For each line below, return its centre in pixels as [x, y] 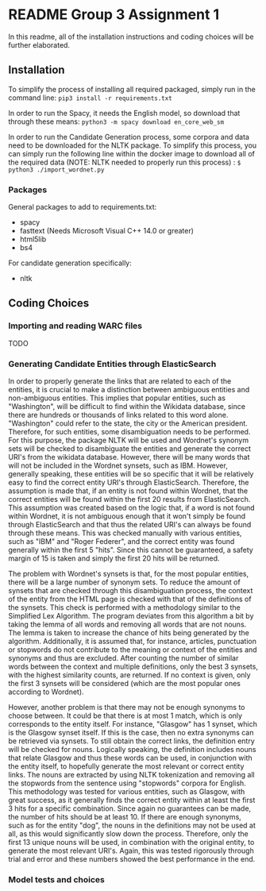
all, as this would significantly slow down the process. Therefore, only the [128, 834]
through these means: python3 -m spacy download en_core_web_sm [116, 121]
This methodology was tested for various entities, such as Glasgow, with [127, 792]
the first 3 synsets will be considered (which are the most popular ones [124, 684]
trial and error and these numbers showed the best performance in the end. [132, 859]
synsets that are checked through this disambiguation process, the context [131, 591]
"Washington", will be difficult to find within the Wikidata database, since [127, 407]
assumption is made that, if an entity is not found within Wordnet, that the [128, 491]
